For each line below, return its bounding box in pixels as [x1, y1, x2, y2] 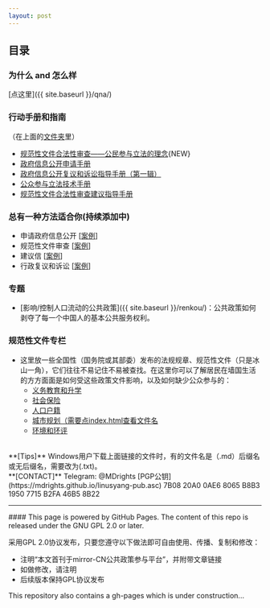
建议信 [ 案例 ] [19, 250, 63, 260]
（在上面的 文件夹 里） [8, 131, 79, 141]
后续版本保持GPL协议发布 [19, 574, 105, 584]
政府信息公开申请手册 [19, 159, 91, 168]
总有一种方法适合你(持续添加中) [8, 211, 130, 222]
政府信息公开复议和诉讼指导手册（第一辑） [19, 168, 162, 178]
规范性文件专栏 [8, 335, 67, 346]
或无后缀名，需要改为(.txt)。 [8, 461, 102, 471]
